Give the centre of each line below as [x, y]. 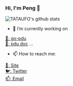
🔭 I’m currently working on [40, 29]
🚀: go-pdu [16, 38]
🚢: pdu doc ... [19, 44]
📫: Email [15, 79]
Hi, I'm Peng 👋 [23, 8]
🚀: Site [12, 65]
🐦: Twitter [16, 71]
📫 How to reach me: [34, 54]
